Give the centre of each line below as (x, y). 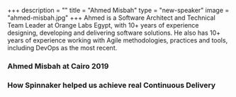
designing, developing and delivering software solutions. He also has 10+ (114, 33)
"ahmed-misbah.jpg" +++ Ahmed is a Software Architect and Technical (112, 18)
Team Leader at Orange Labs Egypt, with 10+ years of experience (103, 25)
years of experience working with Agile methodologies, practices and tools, (118, 40)
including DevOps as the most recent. (62, 48)
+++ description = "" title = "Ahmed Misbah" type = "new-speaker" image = (118, 10)
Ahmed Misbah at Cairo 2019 (58, 66)
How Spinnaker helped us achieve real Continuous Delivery (112, 85)
